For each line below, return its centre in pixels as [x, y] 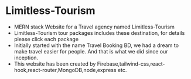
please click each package [46, 39]
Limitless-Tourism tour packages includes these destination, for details [99, 33]
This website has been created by [55, 64]
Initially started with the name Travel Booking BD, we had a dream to [96, 45]
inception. [26, 58]
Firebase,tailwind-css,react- [131, 64]
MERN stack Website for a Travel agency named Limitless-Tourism [94, 27]
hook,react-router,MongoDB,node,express [65, 70]
